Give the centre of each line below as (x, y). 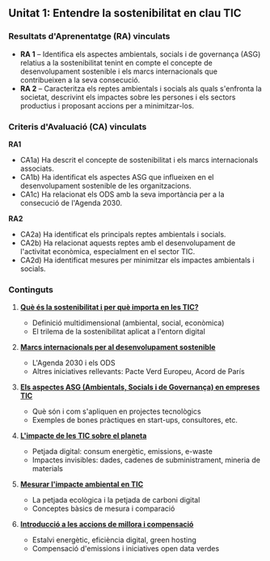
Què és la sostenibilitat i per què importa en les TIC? (110, 308)
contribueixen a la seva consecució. (80, 79)
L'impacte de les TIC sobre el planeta (83, 436)
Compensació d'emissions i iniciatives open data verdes (126, 549)
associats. (37, 168)
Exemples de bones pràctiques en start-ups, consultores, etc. (135, 420)
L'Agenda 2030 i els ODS (74, 363)
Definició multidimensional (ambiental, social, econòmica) (128, 323)
